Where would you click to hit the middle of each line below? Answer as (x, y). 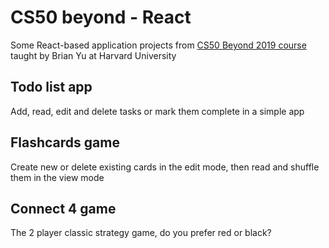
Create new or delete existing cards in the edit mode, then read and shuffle (165, 167)
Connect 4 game (63, 208)
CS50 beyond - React (101, 17)
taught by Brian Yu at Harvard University (93, 55)
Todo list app (51, 87)
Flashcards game (65, 142)
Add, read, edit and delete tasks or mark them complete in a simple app (157, 111)
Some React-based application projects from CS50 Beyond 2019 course (158, 45)
